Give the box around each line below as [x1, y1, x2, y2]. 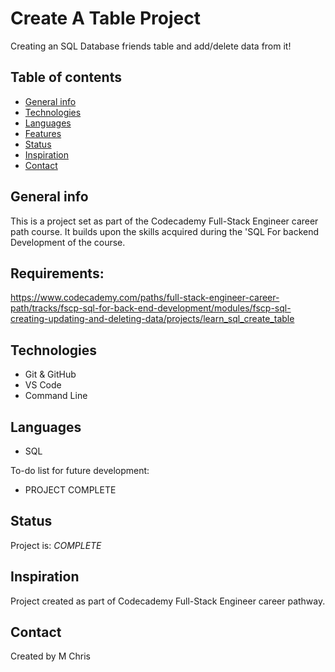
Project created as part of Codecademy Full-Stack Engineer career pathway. [10, 595, 326, 607]
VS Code [24, 379, 62, 391]
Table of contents [10, 69, 122, 86]
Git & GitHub [24, 368, 77, 381]
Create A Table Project [10, 7, 201, 30]
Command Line [24, 390, 88, 402]
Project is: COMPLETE [10, 539, 102, 551]
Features [24, 127, 62, 139]
